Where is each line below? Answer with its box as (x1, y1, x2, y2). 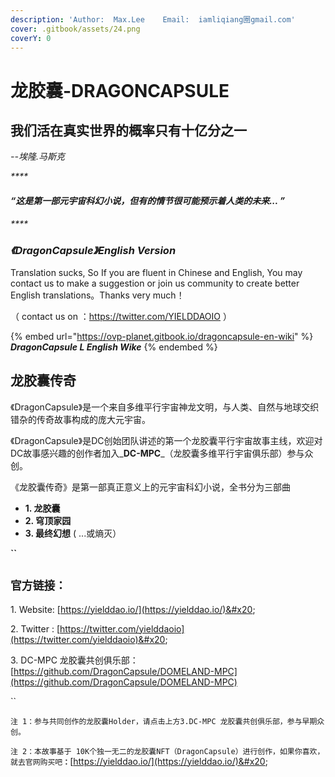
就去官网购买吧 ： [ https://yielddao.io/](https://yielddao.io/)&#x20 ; (10, 755, 268, 767)
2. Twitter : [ (10, 622, 60, 635)
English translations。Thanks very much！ (10, 289, 185, 301)
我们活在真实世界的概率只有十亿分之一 (10, 122, 247, 139)
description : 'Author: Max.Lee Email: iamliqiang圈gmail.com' (10, 14, 296, 25)
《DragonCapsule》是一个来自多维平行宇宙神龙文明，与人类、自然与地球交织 (10, 401, 320, 413)
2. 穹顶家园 (24, 514, 72, 526)
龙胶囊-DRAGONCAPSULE (10, 79, 230, 102)
